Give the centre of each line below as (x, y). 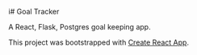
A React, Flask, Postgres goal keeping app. (80, 27)
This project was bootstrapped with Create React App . (99, 42)
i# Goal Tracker (34, 12)
